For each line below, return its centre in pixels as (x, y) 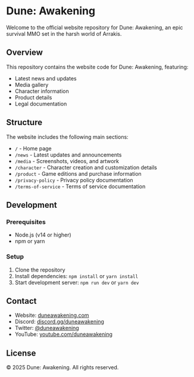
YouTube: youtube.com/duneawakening (64, 334)
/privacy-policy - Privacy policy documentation (74, 180)
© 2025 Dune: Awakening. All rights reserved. (62, 367)
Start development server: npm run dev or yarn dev (77, 282)
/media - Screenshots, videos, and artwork (67, 161)
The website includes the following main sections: (68, 137)
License (21, 353)
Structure (24, 122)
